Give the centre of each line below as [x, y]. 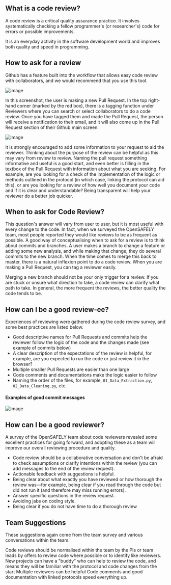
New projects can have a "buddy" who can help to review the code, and [81, 561]
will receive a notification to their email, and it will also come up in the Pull [82, 122]
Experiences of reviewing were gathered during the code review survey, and [85, 322]
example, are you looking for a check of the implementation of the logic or [83, 174]
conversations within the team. [37, 540]
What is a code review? [43, 8]
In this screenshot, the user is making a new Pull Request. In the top [76, 100]
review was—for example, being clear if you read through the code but [87, 485]
